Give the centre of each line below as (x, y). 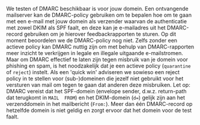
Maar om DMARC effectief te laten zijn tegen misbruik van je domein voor (97, 60)
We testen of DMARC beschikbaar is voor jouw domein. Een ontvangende (97, 9)
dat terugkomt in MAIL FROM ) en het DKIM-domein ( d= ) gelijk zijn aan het (95, 97)
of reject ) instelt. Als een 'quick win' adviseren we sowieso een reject (93, 72)
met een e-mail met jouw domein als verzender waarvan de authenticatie (97, 21)
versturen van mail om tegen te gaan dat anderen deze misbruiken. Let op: (98, 85)
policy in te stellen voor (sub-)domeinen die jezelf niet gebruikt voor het (95, 78)
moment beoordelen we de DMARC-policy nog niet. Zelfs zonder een (92, 40)
